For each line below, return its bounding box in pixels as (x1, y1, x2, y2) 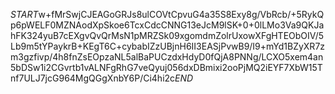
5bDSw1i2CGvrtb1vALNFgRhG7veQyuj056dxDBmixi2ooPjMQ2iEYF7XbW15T (10, 62, 323, 73)
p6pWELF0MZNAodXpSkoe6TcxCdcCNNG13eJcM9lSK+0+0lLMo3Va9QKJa (10, 19, 325, 31)
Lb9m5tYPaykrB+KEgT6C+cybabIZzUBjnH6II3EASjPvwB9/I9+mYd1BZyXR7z (10, 40, 326, 52)
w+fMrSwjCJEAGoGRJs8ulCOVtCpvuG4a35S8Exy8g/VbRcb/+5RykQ (38, 9, 325, 20)
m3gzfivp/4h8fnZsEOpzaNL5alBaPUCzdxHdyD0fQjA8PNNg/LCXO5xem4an (10, 51, 324, 63)
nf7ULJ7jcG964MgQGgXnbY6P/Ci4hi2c (10, 72, 176, 84)
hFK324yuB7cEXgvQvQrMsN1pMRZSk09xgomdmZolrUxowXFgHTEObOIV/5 (10, 30, 325, 41)
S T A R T (10, 9, 39, 20)
